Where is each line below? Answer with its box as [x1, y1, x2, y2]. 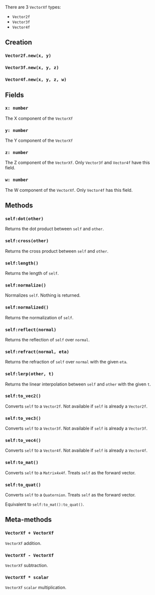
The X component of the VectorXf [5, 115, 73, 121]
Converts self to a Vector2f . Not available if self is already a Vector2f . [5, 403, 148, 409]
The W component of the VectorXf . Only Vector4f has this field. [5, 187, 133, 193]
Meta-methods [5, 516, 52, 524]
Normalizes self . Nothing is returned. [5, 292, 81, 298]
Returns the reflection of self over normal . [5, 336, 90, 342]
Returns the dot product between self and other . [5, 226, 104, 232]
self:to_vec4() [5, 438, 42, 443]
